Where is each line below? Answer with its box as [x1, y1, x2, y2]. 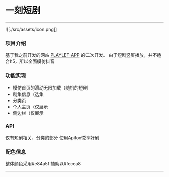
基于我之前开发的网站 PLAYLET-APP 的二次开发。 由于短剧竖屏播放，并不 [5, 52, 157, 58]
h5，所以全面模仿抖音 [9, 58, 55, 64]
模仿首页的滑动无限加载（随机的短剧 [12, 84, 88, 91]
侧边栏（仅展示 [12, 110, 44, 116]
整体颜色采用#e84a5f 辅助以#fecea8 [5, 161, 81, 167]
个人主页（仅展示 [12, 104, 48, 110]
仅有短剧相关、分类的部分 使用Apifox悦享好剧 [5, 134, 100, 141]
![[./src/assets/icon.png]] [5, 26, 57, 32]
